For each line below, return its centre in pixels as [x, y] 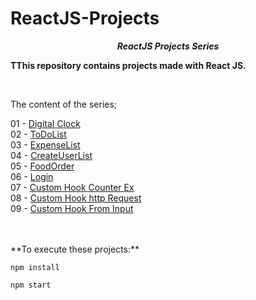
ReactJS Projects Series [168, 46]
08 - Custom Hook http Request [76, 198]
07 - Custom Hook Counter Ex [72, 187]
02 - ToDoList [38, 134]
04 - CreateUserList [51, 155]
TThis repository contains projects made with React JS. [128, 65]
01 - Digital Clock [45, 123]
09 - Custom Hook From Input [72, 208]
